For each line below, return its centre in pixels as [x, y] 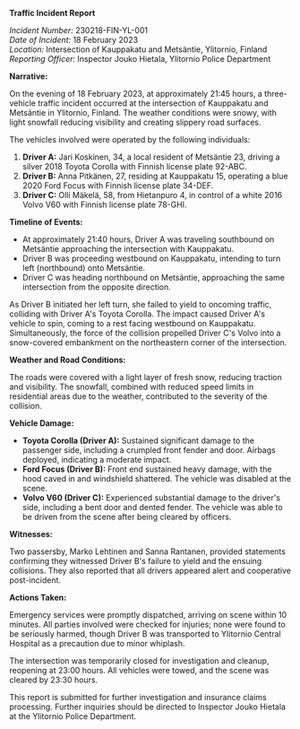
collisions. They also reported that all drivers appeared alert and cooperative [150, 570]
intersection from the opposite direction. [97, 287]
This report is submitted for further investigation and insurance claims [138, 697]
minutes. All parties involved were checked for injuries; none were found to [148, 624]
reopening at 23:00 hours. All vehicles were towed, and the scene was [139, 670]
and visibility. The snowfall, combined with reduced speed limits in [132, 386]
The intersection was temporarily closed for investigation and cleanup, [139, 661]
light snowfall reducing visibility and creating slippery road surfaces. [135, 122]
